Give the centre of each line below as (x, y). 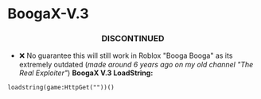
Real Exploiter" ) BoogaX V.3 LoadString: (86, 73)
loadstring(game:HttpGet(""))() (61, 88)
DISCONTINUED (133, 39)
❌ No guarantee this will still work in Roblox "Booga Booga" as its (126, 55)
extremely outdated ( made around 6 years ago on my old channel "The (136, 65)
